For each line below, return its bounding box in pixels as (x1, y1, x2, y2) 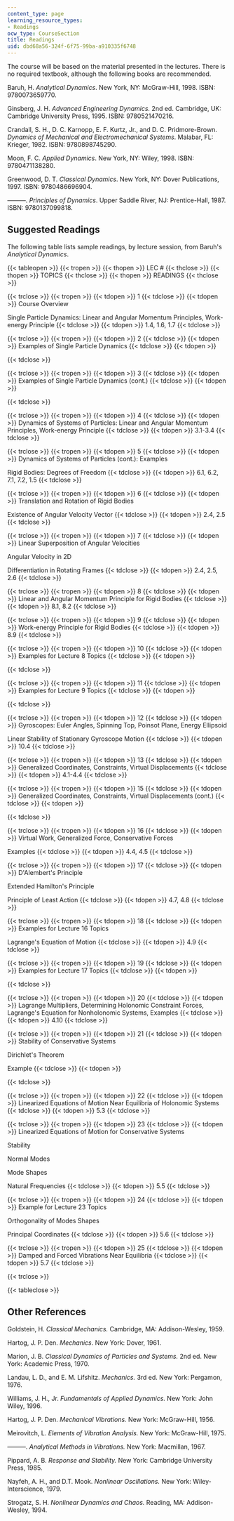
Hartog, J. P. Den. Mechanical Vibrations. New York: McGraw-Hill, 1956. (7, 1415, 215, 1423)
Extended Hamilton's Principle (7, 882, 95, 890)
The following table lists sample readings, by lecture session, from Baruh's (7, 242, 222, 251)
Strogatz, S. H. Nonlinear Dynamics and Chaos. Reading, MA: (7, 1498, 186, 1506)
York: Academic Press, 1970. (7, 1359, 90, 1368)
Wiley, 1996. (7, 1402, 42, 1410)
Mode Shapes (7, 1168, 48, 1176)
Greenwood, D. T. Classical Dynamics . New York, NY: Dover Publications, (7, 175, 219, 183)
